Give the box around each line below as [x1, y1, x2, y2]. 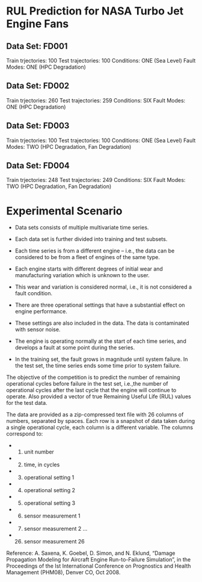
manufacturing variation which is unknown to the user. [14, 272, 150, 279]
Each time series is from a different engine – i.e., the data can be [14, 247, 175, 254]
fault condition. [14, 290, 53, 297]
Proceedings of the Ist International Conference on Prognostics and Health [6, 562, 191, 570]
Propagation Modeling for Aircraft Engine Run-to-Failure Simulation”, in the [6, 556, 191, 563]
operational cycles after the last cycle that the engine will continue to [6, 387, 177, 394]
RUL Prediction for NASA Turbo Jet [6, 4, 184, 18]
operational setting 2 [23, 487, 76, 494]
